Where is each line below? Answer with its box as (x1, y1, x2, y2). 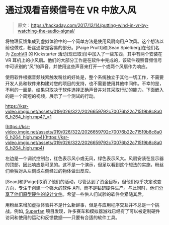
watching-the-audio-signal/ (17, 28, 75, 34)
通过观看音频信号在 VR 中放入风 (5, 5, 137, 16)
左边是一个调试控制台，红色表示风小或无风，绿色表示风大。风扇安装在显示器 (5, 155, 164, 161)
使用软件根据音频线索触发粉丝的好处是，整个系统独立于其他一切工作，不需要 (5, 74, 164, 80)
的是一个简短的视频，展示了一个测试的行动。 (5, 93, 98, 99)
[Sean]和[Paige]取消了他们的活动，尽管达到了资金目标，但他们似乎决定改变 (5, 178, 162, 184)
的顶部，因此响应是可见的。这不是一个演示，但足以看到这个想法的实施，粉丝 (5, 162, 164, 168)
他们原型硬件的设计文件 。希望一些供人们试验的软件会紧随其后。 (14, 191, 146, 197)
